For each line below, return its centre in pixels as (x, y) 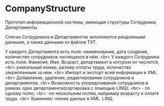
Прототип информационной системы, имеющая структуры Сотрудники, (81, 22)
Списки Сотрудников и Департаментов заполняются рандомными (75, 37)
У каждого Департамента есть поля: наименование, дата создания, (77, 52)
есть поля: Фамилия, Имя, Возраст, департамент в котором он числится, (82, 62)
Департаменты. (22, 27)
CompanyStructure (45, 9)
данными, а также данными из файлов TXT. (51, 42)
